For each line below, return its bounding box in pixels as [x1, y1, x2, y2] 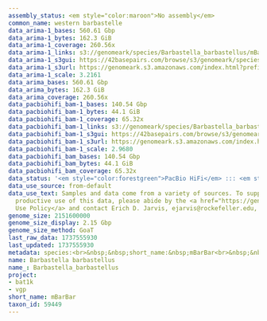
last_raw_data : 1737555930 [8, 234, 98, 242]
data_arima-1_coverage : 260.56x [8, 41, 115, 49]
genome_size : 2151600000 [8, 212, 91, 220]
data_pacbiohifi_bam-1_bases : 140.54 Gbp [8, 100, 148, 108]
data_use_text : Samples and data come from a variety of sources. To [8, 189, 244, 198]
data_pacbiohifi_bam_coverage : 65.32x [8, 167, 137, 175]
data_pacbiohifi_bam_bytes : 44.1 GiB [8, 160, 133, 168]
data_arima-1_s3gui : [8, 57, 77, 65]
